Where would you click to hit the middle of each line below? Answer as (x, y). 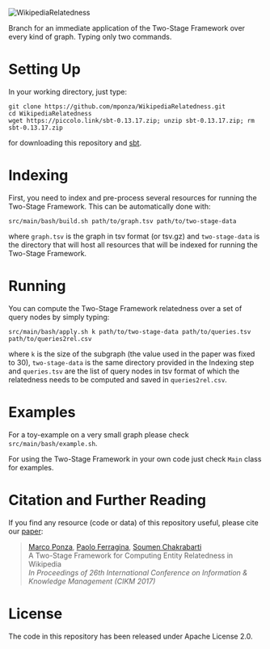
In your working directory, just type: (68, 91)
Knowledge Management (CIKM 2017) (92, 581)
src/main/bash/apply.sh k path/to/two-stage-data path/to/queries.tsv (130, 331)
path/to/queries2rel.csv (50, 339)
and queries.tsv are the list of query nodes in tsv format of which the (124, 371)
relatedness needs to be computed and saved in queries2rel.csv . (118, 379)
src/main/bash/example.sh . (53, 443)
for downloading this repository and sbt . (75, 142)
